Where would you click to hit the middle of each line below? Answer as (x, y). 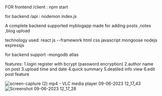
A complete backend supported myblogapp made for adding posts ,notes (78, 26)
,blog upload (18, 31)
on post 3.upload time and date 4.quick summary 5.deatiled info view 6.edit (80, 69)
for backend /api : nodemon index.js (41, 16)
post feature (17, 74)
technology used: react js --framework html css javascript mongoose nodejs (81, 40)
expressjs (15, 45)
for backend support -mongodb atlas (42, 55)
